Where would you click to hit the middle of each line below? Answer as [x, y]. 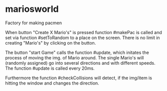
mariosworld [32, 9]
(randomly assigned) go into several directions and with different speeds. [80, 63]
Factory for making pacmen [34, 23]
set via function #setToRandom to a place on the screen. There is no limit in [83, 38]
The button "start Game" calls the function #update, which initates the [77, 52]
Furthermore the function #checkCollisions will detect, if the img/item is [79, 78]
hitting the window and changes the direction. [52, 83]
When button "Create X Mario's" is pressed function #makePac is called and [83, 32]
